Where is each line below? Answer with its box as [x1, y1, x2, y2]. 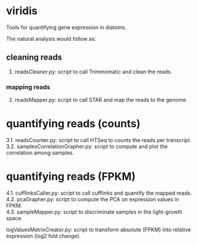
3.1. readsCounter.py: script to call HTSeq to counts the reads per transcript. [6, 136, 192, 143]
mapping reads [6, 83, 51, 91]
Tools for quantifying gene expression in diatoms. [6, 24, 127, 31]
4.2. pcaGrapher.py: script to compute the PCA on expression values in [6, 195, 179, 202]
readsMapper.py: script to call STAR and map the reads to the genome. [14, 96, 188, 104]
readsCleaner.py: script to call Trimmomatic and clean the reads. [14, 68, 173, 75]
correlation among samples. [6, 149, 74, 156]
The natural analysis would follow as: [6, 35, 96, 42]
